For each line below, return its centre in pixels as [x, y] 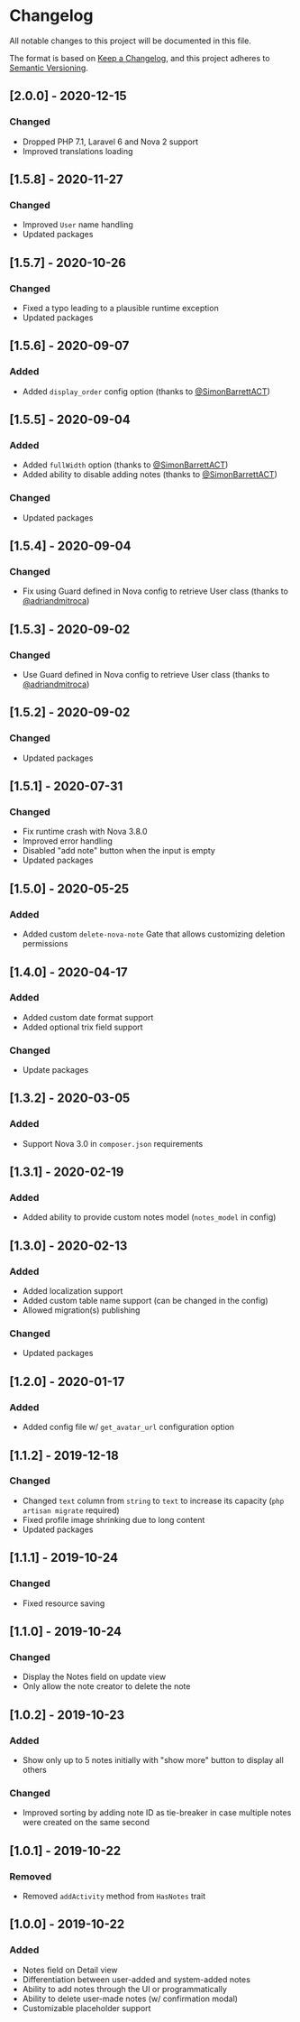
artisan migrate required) [71, 1510]
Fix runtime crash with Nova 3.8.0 [85, 832]
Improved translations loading [77, 151]
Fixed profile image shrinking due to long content [114, 1519]
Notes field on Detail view [70, 1970]
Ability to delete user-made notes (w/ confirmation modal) [130, 1999]
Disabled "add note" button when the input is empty [119, 851]
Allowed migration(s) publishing [81, 1310]
